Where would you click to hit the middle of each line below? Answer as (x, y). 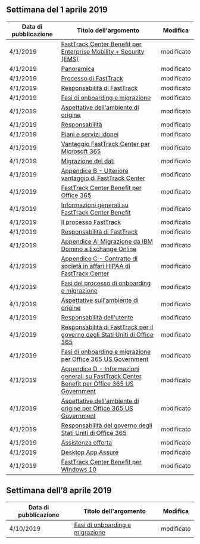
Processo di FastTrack (92, 78)
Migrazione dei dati (88, 161)
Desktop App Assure (90, 452)
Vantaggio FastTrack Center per (106, 144)
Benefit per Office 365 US (97, 384)
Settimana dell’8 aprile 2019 (59, 491)
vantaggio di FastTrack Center (103, 178)
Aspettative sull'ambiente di (100, 300)
